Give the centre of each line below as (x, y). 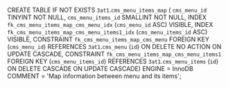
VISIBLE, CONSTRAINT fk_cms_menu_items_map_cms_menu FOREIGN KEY (108, 39)
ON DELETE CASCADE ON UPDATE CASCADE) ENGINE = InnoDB (100, 69)
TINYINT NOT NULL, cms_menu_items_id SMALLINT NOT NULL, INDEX (107, 17)
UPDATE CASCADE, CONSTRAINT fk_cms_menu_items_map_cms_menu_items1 (114, 54)
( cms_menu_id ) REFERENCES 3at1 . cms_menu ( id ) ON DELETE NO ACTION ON (114, 47)
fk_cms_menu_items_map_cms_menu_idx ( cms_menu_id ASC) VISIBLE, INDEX (110, 25)
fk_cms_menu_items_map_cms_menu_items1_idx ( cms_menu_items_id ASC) (107, 32)
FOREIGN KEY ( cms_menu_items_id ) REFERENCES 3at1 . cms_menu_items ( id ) (113, 61)
